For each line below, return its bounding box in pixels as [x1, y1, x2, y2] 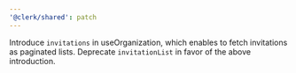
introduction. [9, 55, 56, 66]
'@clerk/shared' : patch [9, 12, 97, 22]
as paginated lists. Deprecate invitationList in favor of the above [9, 46, 251, 57]
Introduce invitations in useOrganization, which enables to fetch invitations [9, 37, 288, 47]
